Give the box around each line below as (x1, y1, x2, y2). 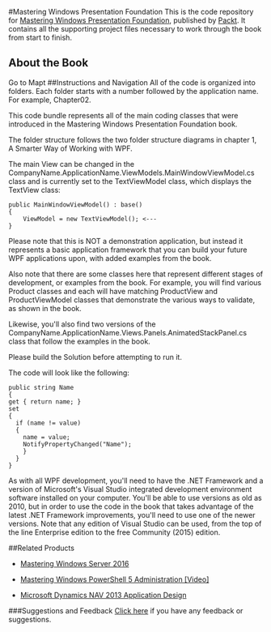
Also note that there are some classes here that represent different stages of (8, 269, 264, 279)
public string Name (8, 383, 74, 391)
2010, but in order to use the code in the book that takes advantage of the (8, 502, 254, 511)
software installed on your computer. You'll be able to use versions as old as (8, 493, 262, 502)
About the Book (8, 56, 89, 70)
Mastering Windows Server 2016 (19, 558, 129, 568)
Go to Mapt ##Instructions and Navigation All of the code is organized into (8, 77, 256, 88)
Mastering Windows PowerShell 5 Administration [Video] (19, 574, 210, 584)
